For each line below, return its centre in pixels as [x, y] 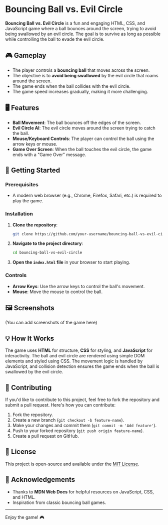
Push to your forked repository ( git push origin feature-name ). [78, 431]
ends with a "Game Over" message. [49, 155]
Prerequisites [22, 184]
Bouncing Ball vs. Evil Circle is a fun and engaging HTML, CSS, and [75, 23]
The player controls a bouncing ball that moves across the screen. [81, 70]
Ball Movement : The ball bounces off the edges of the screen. [77, 122]
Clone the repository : [35, 225]
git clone [23, 234]
